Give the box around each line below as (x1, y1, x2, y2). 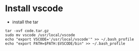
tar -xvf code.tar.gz (5, 28, 49, 33)
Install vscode (5, 3, 63, 14)
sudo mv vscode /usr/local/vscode (5, 33, 76, 37)
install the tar (12, 19, 39, 25)
